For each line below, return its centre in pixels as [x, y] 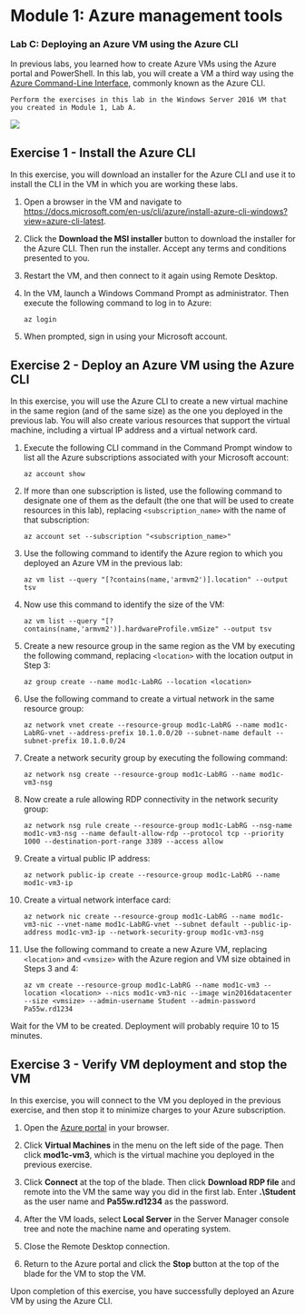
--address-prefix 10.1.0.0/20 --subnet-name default [170, 733]
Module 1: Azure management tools [147, 16]
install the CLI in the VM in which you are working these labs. [124, 184]
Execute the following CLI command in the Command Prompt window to [158, 448]
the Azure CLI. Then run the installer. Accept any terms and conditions [155, 249]
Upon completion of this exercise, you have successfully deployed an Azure [152, 1290]
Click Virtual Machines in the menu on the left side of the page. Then [153, 1145]
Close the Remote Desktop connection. [97, 1246]
